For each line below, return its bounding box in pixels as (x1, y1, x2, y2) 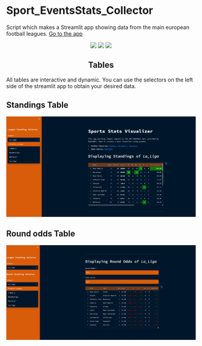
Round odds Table (6, 229, 75, 239)
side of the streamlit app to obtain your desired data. (6, 82, 136, 89)
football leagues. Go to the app (6, 30, 83, 37)
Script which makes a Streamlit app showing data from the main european (6, 24, 189, 31)
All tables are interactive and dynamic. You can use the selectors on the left (6, 76, 194, 83)
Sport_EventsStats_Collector (6, 4, 153, 18)
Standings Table (6, 100, 69, 111)
